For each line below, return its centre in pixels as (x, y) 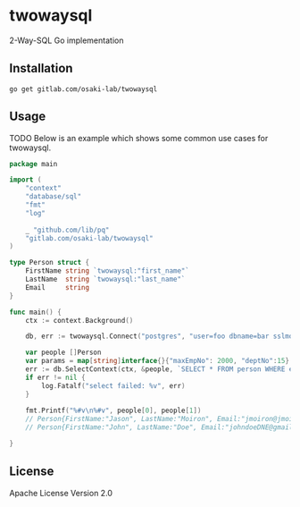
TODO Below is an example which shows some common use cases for (139, 138)
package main (33, 164)
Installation (41, 68)
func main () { (36, 312)
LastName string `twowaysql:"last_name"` (105, 279)
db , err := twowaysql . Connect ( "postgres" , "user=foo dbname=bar (147, 336)
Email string (58, 287)
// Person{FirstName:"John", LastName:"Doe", (112, 427)
